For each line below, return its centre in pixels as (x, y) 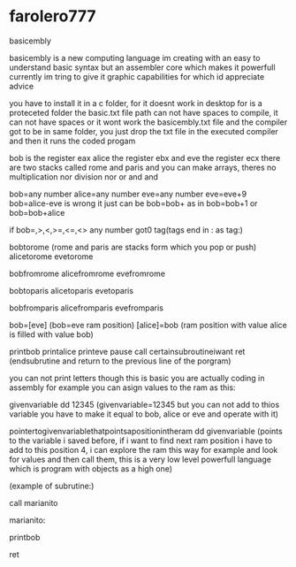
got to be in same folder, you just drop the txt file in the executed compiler (144, 131)
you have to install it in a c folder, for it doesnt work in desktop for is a (136, 103)
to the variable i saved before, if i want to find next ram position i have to (140, 441)
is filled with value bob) (52, 334)
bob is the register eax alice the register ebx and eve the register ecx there (145, 157)
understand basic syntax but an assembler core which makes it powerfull (142, 67)
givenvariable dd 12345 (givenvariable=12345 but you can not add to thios (144, 404)
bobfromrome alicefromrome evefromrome (87, 273)
